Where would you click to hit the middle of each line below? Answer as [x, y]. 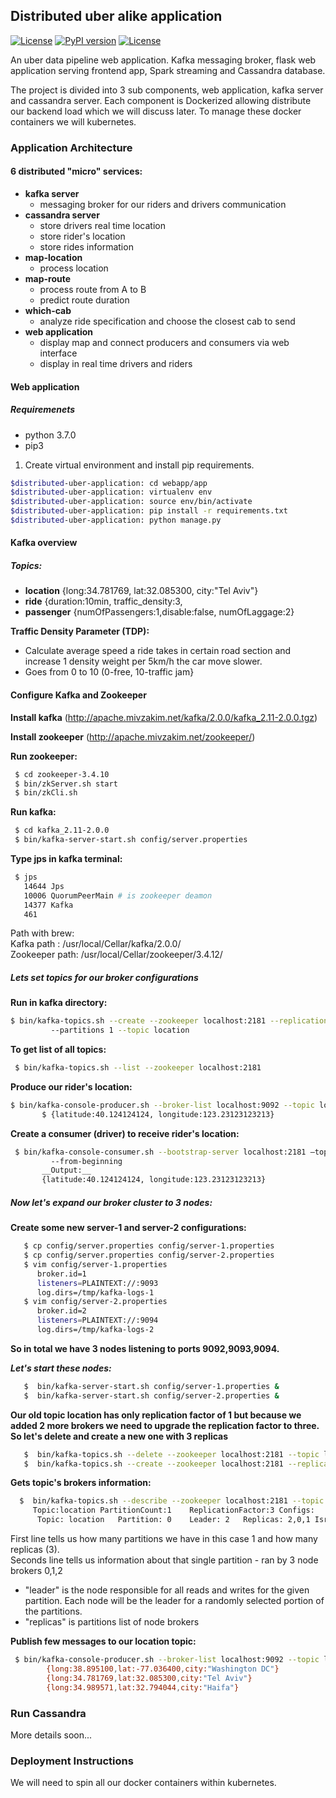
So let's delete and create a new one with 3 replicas [119, 1436]
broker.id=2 [61, 1311]
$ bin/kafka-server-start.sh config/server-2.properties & [151, 1395]
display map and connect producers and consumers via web [164, 342]
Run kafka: [33, 812]
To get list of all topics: [58, 1050]
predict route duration [84, 300]
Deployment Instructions [72, 1761]
